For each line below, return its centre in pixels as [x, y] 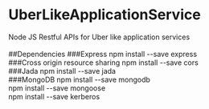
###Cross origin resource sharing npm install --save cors [103, 63]
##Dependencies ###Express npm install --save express [103, 54]
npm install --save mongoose [57, 88]
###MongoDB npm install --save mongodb [80, 79]
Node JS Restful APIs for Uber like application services [99, 37]
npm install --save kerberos [54, 96]
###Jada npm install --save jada [62, 71]
